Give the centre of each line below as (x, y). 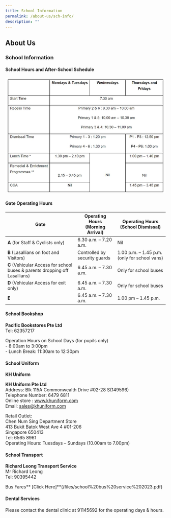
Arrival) (95, 232)
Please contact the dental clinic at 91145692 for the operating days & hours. (84, 510)
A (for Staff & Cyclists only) (36, 242)
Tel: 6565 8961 (21, 438)
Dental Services (22, 499)
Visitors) (16, 257)
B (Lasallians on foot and (33, 252)
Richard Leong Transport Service (41, 466)
